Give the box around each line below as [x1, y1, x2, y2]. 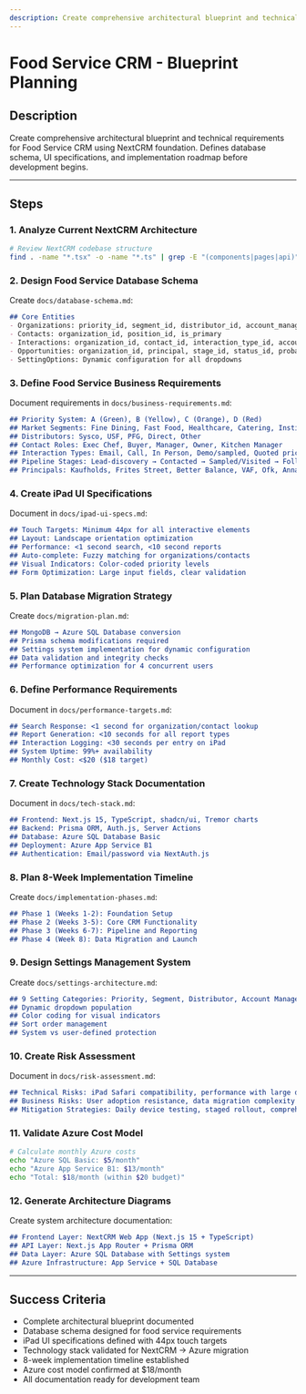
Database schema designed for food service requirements [22, 1326, 242, 1337]
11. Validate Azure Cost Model [9, 1126, 144, 1139]
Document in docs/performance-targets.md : [9, 703, 172, 715]
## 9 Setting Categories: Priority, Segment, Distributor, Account [9, 994, 271, 1003]
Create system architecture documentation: [9, 1215, 173, 1226]
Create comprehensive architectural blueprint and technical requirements [9, 132, 285, 143]
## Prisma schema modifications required [9, 636, 169, 645]
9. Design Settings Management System [9, 956, 191, 969]
